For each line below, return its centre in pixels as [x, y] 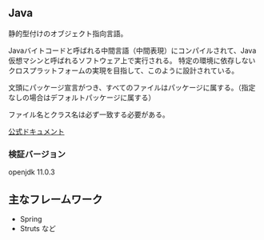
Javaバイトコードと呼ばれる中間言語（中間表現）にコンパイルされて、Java [132, 50]
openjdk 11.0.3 [32, 172]
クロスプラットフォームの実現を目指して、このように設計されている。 [124, 70]
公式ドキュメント [36, 131]
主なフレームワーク [56, 199]
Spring [31, 218]
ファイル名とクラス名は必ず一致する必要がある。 [89, 114]
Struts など [38, 228]
